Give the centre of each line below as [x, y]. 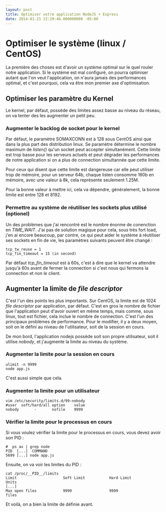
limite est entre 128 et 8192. [33, 195]
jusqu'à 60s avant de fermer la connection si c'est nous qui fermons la [77, 268]
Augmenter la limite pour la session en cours [60, 354]
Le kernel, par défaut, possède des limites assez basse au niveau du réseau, [83, 110]
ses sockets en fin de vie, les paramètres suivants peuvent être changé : [79, 240]
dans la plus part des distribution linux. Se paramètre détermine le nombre [81, 144]
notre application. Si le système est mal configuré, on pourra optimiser [77, 72]
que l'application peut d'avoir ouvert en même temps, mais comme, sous [80, 311]
